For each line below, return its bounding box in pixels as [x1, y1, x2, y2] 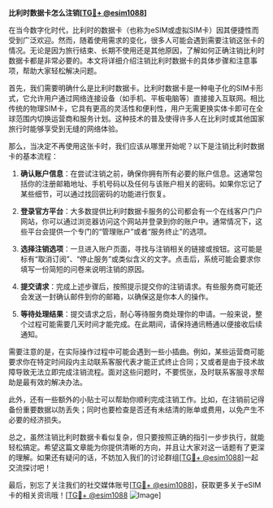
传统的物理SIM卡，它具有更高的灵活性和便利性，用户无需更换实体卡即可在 [8, 103, 257, 113]
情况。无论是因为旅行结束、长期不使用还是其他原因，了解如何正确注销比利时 [8, 46, 265, 55]
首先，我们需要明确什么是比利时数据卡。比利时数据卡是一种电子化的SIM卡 [8, 83, 257, 93]
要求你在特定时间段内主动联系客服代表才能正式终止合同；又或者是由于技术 [8, 357, 258, 366]
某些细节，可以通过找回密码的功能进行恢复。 [19, 189, 171, 199]
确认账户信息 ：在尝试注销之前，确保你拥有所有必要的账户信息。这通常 [19, 169, 256, 178]
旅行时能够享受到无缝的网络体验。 [8, 124, 123, 134]
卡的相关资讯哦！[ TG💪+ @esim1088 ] [8, 490, 162, 500]
